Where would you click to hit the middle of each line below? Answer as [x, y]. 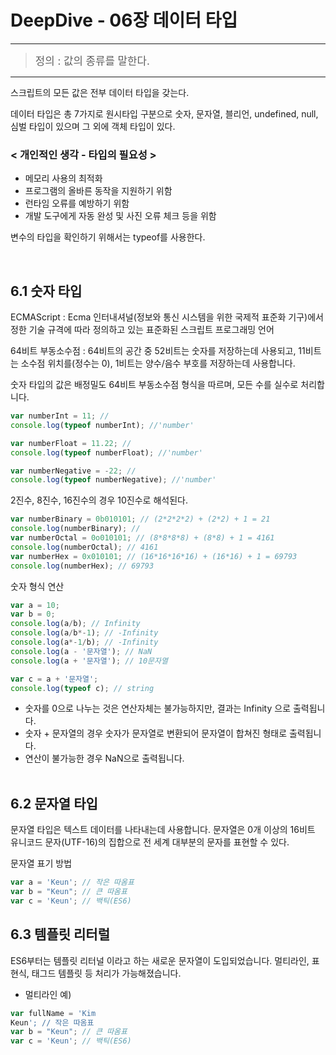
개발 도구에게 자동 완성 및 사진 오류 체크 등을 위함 [120, 216]
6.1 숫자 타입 [46, 291]
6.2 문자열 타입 [54, 803]
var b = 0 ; [33, 614]
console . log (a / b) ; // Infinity [75, 624]
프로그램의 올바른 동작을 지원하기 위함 [98, 191]
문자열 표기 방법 [41, 863]
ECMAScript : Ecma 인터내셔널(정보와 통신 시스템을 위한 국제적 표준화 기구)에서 [167, 317]
